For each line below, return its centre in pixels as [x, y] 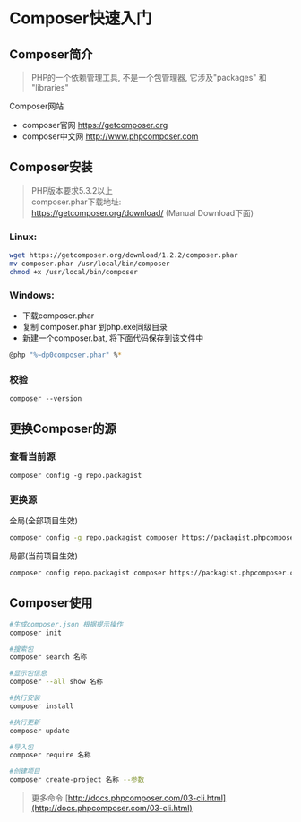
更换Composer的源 [63, 428]
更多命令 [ [50, 798]
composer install [42, 706]
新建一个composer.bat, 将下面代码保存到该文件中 [113, 338]
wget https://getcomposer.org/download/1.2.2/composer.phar [124, 255]
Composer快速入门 [81, 18]
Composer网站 [37, 106]
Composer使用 [51, 603]
